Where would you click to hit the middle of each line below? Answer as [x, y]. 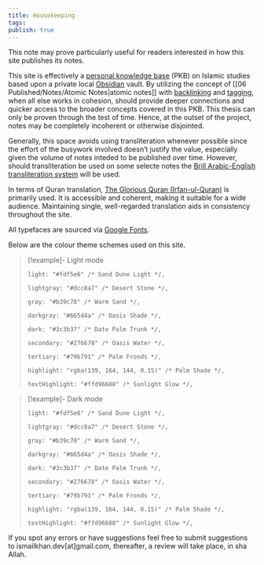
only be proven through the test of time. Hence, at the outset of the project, [130, 118]
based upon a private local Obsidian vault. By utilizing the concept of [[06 [127, 84]
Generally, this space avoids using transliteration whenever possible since [128, 141]
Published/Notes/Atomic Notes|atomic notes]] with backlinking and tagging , [131, 93]
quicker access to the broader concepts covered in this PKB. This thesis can [132, 109]
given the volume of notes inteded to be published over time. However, [123, 158]
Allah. [17, 555]
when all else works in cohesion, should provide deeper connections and [126, 101]
